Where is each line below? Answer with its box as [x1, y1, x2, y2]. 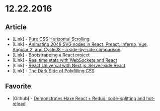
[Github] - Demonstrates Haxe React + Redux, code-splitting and [12, 95, 146, 101]
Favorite [5, 82, 31, 91]
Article [5, 23, 27, 31]
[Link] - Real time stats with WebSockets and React [12, 57, 118, 63]
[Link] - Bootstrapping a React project [12, 52, 90, 58]
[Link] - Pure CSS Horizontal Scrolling [12, 36, 90, 42]
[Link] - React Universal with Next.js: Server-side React [12, 63, 126, 68]
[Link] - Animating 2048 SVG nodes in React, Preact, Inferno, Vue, [12, 41, 148, 47]
